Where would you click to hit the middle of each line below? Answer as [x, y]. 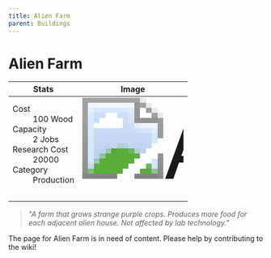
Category [30, 170]
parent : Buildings [39, 24]
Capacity [30, 129]
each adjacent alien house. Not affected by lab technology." [129, 223]
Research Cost [40, 149]
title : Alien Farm [39, 16]
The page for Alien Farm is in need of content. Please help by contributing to [136, 239]
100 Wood [53, 119]
